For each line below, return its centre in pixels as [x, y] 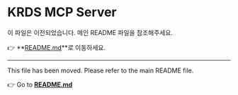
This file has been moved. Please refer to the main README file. [101, 70]
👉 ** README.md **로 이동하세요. [57, 47]
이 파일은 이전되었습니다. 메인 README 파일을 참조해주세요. [90, 32]
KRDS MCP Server [62, 12]
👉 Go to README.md [40, 84]
